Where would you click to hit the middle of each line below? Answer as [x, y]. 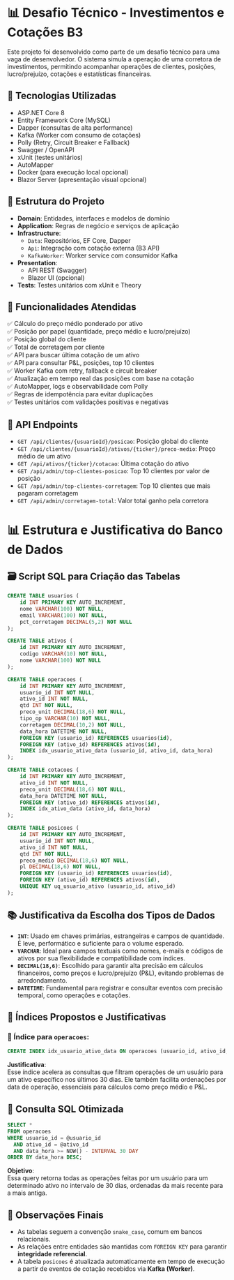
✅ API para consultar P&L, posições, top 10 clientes [81, 363]
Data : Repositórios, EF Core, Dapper [79, 240]
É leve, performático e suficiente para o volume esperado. [101, 943]
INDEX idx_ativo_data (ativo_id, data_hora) [85, 809]
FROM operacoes [29, 1131]
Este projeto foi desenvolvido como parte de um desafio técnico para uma [114, 52]
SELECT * [20, 1125]
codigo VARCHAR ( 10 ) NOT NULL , [64, 654]
